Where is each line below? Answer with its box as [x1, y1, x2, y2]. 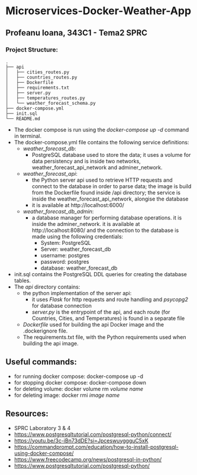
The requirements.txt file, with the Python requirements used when [22, 333, 187, 341]
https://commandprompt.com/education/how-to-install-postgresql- [14, 443, 179, 450]
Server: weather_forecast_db [40, 245, 111, 253]
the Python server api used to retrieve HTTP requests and [31, 176, 173, 183]
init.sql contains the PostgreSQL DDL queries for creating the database [14, 270, 188, 277]
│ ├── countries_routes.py [5, 74, 77, 80]
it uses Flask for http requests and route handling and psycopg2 [31, 296, 189, 303]
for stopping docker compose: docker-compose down [14, 379, 146, 386]
